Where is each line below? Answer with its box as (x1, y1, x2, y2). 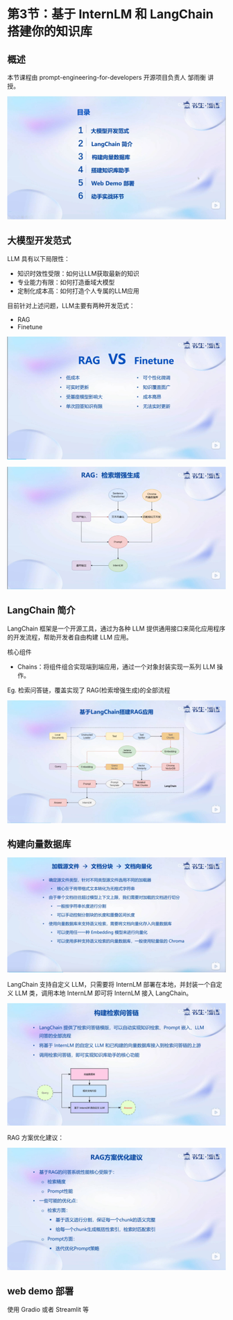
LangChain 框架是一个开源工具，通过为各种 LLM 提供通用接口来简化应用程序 (7, 624, 225, 633)
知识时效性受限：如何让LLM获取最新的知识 (17, 269, 140, 278)
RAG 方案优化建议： (7, 1133, 64, 1142)
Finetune (17, 322, 43, 331)
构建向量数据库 (7, 838, 71, 851)
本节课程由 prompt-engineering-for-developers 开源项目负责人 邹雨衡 (7, 74, 207, 81)
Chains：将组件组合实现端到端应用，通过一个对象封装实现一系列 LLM (17, 662, 216, 671)
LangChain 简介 (7, 605, 76, 617)
